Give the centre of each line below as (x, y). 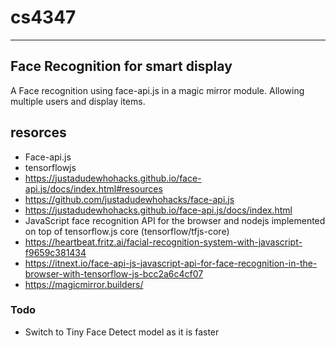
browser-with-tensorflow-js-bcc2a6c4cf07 (114, 273)
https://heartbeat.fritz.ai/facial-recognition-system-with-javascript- (163, 242)
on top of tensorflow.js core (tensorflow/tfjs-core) (127, 231)
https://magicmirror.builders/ (84, 284)
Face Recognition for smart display (121, 66)
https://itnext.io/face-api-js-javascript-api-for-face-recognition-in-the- (171, 263)
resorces (38, 132)
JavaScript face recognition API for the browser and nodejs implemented (175, 220)
